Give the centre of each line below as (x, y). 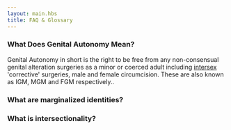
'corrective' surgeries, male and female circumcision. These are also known (115, 74)
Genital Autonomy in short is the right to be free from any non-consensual (113, 59)
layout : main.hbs (32, 14)
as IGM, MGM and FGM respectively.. (61, 81)
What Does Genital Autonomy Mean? (71, 44)
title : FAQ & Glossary (40, 20)
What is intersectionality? (51, 118)
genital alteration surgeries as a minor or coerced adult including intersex (112, 67)
